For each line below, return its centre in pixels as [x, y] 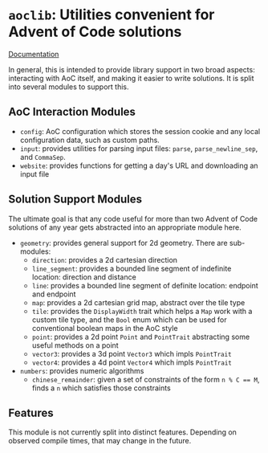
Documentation [34, 54]
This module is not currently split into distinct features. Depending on [122, 432]
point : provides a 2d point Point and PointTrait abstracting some [141, 337]
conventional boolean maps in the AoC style [105, 328]
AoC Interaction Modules [72, 112]
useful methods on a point [75, 345]
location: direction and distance [84, 277]
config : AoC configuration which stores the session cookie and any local [140, 131]
